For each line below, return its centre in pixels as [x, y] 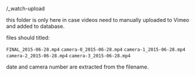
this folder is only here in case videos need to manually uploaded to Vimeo [98, 20]
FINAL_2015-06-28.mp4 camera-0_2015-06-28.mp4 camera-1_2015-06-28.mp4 [96, 50]
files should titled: [28, 37]
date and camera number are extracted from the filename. [78, 67]
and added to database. [35, 26]
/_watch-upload [26, 9]
